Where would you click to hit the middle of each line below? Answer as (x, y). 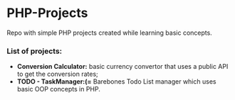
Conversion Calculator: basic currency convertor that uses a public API (122, 67)
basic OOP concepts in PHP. (58, 89)
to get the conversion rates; (58, 74)
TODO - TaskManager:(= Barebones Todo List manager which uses (116, 82)
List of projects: (35, 51)
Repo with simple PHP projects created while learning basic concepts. (110, 33)
